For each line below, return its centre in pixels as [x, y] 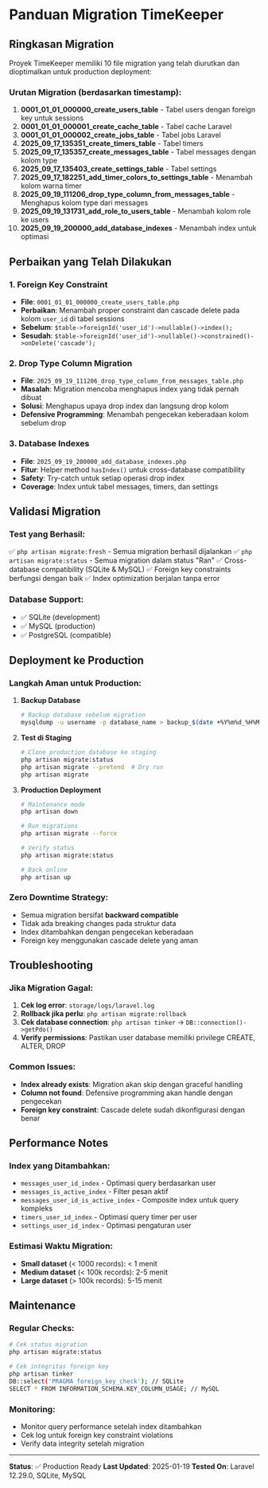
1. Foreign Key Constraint [58, 285]
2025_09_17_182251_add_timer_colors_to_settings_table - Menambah [136, 178]
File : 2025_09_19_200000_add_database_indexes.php [103, 461]
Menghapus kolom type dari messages [84, 203]
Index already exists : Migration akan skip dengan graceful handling [132, 1084]
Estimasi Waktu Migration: [61, 1247]
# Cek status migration [49, 1345]
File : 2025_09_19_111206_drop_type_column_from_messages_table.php [132, 381]
